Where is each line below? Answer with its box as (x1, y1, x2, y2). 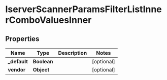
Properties (5, 34, 40, 43)
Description (58, 50, 87, 56)
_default (8, 58, 28, 65)
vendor (8, 66, 26, 73)
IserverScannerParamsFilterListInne (5, 4, 162, 15)
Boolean (32, 58, 53, 65)
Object (32, 66, 50, 73)
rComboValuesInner (5, 14, 92, 26)
